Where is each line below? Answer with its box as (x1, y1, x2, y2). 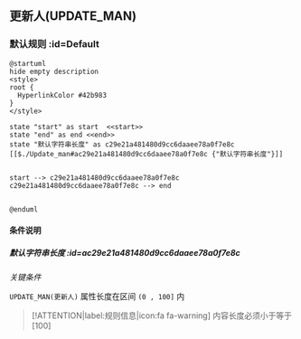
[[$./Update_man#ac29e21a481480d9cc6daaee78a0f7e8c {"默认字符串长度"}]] (9, 149, 284, 158)
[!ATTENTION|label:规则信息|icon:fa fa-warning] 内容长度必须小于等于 (31, 310, 292, 321)
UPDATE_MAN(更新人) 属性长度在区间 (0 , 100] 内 (9, 291, 185, 302)
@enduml (9, 204, 39, 214)
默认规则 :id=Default (9, 38, 99, 51)
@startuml (9, 59, 47, 68)
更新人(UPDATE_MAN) (9, 8, 137, 24)
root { (9, 82, 34, 92)
